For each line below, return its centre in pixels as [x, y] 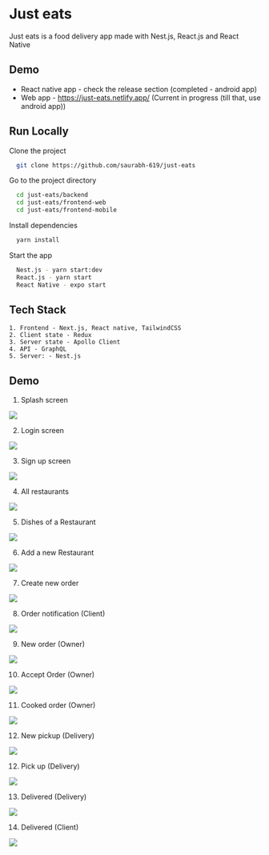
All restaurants [44, 492]
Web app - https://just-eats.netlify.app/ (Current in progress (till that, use [141, 98]
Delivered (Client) [50, 827]
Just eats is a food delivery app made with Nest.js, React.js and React [124, 36]
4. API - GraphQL [38, 349]
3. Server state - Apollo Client [65, 342]
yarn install [38, 240]
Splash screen [44, 400]
